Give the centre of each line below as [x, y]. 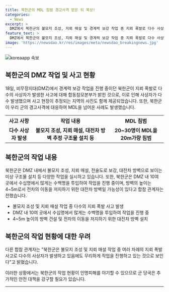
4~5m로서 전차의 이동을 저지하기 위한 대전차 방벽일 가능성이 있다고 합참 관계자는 [84, 189]
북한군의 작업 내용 [31, 157]
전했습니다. [16, 196]
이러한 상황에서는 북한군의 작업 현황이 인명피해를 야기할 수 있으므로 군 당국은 [80, 273]
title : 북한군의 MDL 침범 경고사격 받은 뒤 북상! [50, 10]
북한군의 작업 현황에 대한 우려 [48, 236]
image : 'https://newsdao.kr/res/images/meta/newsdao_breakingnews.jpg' [82, 43]
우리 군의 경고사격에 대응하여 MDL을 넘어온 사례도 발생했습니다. [73, 107]
